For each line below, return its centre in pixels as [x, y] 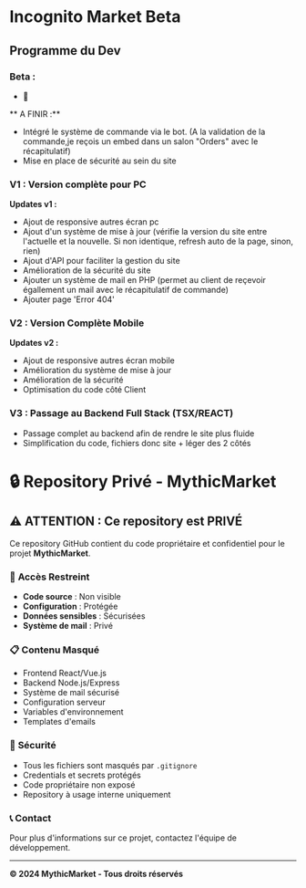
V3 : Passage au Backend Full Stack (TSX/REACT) [122, 413]
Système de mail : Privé [68, 626]
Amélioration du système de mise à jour [97, 371]
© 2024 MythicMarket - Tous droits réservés [97, 873]
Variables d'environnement [73, 712]
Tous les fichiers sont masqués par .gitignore [110, 765]
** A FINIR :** [35, 114]
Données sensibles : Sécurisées [84, 616]
